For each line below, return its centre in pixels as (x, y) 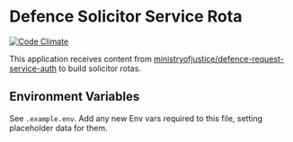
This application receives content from (81, 58)
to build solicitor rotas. (100, 68)
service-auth (33, 68)
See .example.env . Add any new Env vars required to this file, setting (136, 118)
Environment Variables (75, 97)
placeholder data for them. (58, 128)
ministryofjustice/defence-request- (219, 58)
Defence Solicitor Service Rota (126, 17)
